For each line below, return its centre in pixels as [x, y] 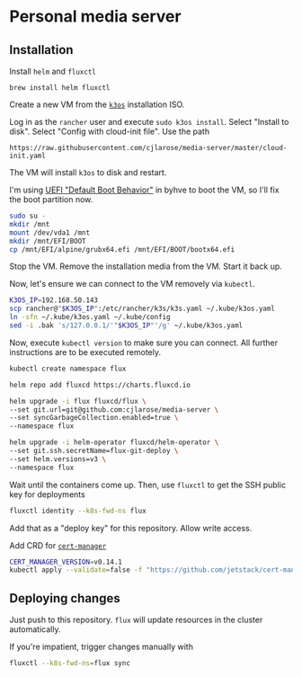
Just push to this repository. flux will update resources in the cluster [136, 620]
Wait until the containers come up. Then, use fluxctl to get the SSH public [147, 485]
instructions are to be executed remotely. [85, 352]
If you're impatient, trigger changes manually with [101, 647]
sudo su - [28, 216]
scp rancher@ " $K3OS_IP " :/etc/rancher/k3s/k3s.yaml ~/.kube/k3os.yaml [142, 309]
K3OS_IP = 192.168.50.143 [54, 300]
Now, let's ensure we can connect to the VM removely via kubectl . [132, 284]
